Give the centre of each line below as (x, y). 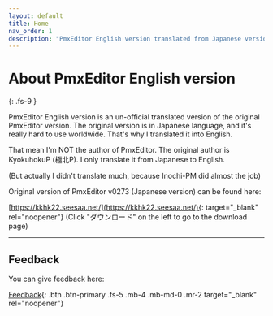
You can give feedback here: (56, 279)
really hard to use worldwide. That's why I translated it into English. (121, 134)
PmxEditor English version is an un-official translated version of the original (134, 117)
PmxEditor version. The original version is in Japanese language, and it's (130, 126)
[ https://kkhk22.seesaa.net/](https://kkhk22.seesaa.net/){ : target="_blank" (133, 207)
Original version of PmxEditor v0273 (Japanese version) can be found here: (135, 192)
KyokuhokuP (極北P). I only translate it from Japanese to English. (117, 160)
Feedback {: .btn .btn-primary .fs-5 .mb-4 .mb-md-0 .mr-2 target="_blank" (133, 294)
